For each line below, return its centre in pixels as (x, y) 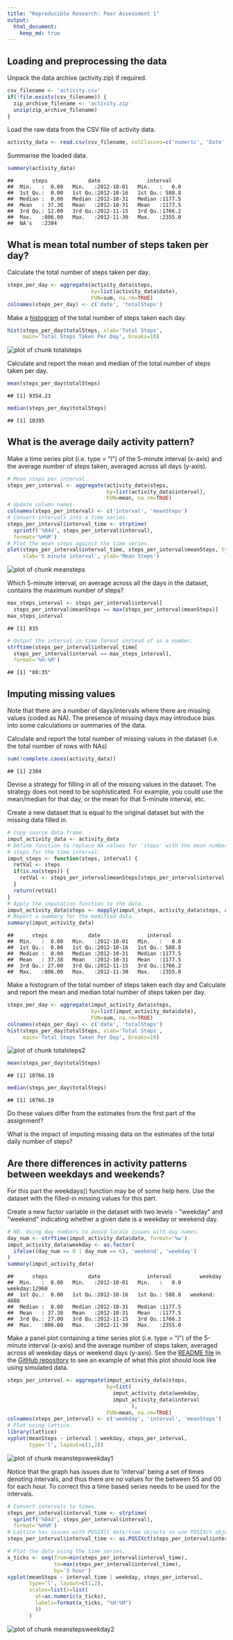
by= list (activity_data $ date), (135, 291)
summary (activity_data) (42, 168)
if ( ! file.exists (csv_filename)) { (57, 97)
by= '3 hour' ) (72, 1571)
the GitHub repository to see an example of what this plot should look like (112, 1360)
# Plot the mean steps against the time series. (79, 543)
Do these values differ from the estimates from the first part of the (102, 1113)
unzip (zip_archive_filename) (55, 110)
